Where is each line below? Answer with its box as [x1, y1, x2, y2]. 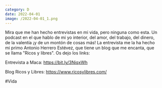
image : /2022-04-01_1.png [5, 16, 58, 21]
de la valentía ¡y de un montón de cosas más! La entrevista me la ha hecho [5, 40, 155, 46]
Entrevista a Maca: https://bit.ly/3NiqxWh [5, 59, 88, 66]
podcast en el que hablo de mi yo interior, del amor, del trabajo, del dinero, [5, 35, 155, 40]
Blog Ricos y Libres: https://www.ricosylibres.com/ [5, 69, 107, 75]
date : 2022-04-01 [5, 12, 40, 17]
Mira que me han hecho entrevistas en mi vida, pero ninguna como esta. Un [5, 30, 158, 35]
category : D [5, 7, 29, 12]
